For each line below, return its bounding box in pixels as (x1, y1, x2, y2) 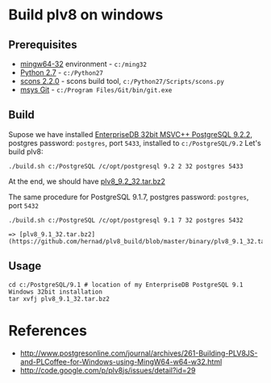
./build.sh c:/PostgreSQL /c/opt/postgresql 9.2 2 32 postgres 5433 (8, 162, 244, 170)
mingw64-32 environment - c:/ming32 (19, 59, 148, 69)
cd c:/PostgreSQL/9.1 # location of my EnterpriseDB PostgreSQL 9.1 (8, 281, 244, 289)
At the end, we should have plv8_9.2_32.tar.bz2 (8, 176, 165, 186)
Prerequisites (8, 38, 77, 52)
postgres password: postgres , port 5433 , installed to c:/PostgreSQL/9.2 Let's (8, 138, 261, 148)
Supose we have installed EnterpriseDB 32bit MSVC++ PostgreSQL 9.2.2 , (8, 129, 252, 139)
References (8, 321, 87, 339)
